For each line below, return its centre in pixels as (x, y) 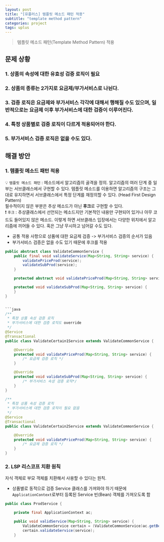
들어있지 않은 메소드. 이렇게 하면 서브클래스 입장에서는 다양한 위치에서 (81, 219)
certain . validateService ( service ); (59, 530)
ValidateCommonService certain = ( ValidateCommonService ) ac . (86, 526)
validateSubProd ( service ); (50, 265)
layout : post (18, 10)
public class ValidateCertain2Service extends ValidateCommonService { (79, 426)
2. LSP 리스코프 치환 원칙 (33, 466)
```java (13, 309)
